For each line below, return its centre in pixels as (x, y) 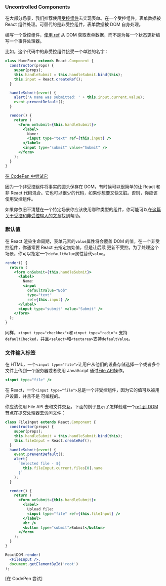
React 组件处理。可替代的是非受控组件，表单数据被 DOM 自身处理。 (74, 24)
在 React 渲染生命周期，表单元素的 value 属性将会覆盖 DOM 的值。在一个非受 (83, 241)
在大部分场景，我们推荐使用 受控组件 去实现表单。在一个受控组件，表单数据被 (83, 18)
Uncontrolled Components (38, 7)
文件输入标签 (21, 353)
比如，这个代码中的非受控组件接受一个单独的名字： (57, 52)
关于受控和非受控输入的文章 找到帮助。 (44, 215)
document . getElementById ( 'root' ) (44, 564)
